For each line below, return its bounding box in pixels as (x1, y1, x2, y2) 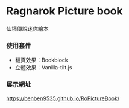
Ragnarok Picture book (6, 4, 123, 18)
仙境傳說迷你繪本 (6, 25, 49, 32)
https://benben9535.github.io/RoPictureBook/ (6, 95, 119, 102)
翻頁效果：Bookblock (14, 56, 68, 64)
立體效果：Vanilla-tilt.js (14, 64, 72, 71)
